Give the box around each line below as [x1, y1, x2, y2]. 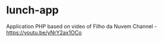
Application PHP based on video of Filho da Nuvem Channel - [6, 23, 158, 30]
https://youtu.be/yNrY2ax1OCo [6, 29, 82, 36]
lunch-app [6, 3, 59, 17]
